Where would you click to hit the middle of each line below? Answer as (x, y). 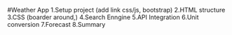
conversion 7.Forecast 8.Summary (56, 24)
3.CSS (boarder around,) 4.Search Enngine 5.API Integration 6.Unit (103, 17)
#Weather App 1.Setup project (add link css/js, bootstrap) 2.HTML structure (116, 10)
